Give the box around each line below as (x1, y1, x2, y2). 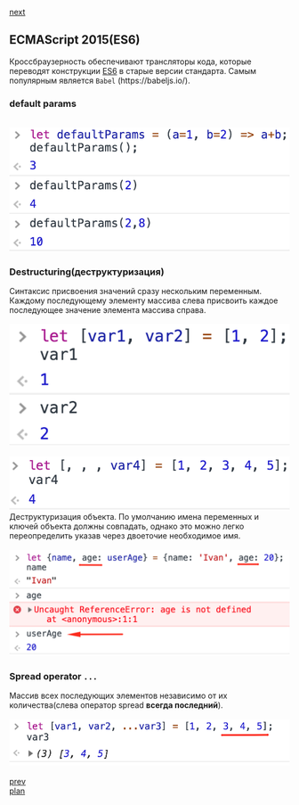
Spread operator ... (9, 669, 98, 682)
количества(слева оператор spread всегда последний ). (9, 700, 224, 711)
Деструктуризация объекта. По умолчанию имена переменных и (9, 511, 260, 522)
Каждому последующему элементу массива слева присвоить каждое (9, 295, 279, 306)
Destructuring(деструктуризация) (9, 266, 165, 278)
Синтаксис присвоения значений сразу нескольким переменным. (9, 286, 263, 297)
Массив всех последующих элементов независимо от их (9, 690, 228, 702)
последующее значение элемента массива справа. (9, 305, 206, 316)
